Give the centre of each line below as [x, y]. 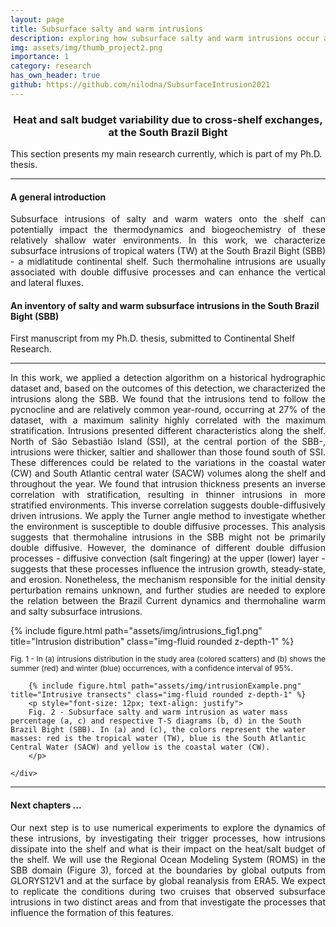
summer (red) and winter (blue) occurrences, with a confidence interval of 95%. [152, 668]
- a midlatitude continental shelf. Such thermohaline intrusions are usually [168, 262]
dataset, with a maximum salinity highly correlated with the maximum [168, 420]
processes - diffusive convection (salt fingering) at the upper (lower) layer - [168, 558]
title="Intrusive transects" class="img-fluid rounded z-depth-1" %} [158, 695]
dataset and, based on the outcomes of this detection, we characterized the [168, 388]
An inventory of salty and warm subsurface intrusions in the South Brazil [165, 305]
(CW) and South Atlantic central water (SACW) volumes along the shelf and [168, 473]
